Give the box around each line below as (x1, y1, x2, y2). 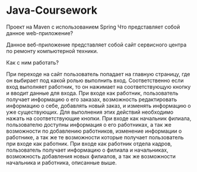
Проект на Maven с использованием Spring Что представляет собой (6, 23, 180, 30)
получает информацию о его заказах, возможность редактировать (6, 96, 177, 103)
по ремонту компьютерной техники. (6, 47, 99, 54)
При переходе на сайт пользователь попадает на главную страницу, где (6, 70, 190, 77)
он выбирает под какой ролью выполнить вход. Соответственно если (6, 77, 184, 84)
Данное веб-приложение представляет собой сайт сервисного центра (6, 41, 187, 48)
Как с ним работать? (6, 59, 59, 66)
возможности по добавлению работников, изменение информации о (6, 127, 182, 135)
